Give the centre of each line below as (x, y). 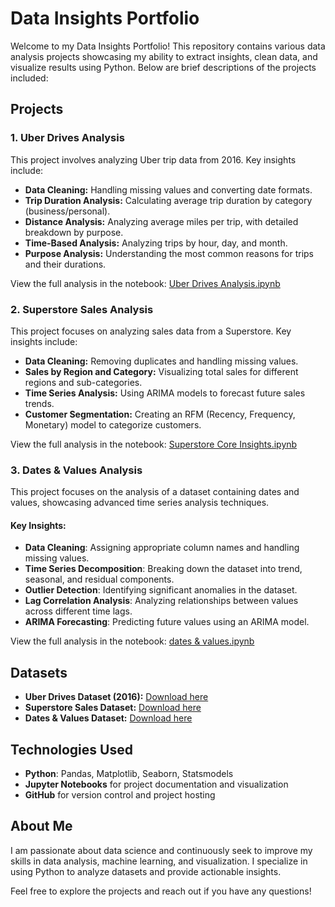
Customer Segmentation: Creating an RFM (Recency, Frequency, (160, 414)
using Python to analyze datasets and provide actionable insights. (146, 871)
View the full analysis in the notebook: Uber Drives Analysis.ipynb (145, 283)
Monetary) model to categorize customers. (113, 424)
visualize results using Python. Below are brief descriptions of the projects (163, 67)
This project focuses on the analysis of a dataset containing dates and (155, 492)
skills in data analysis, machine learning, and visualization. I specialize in (159, 861)
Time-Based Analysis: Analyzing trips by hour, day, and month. (156, 243)
